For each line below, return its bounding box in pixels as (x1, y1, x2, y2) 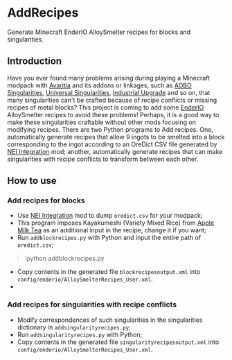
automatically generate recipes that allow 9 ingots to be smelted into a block (7, 132, 225, 141)
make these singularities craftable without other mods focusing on (7, 118, 196, 126)
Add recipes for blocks (7, 196, 85, 205)
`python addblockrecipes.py (24, 255, 105, 263)
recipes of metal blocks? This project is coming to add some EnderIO (7, 103, 204, 112)
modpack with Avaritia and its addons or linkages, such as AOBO (7, 81, 192, 89)
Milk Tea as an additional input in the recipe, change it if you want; (17, 226, 206, 234)
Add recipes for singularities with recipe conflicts (7, 300, 177, 309)
